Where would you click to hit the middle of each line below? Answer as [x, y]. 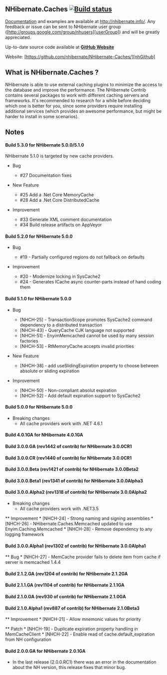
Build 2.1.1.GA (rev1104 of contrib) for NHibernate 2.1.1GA [65, 585]
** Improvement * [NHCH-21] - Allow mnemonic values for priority [73, 619]
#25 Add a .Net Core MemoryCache [57, 195]
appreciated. [18, 37]
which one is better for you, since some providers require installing [74, 106]
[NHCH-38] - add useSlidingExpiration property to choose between [89, 366]
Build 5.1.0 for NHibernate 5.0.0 [38, 299]
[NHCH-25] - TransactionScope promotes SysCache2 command [86, 319]
